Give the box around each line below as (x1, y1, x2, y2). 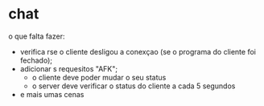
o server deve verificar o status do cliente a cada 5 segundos (31, 81, 236, 91)
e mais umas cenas (19, 89, 85, 99)
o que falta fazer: (8, 31, 65, 41)
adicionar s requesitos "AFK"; (19, 63, 118, 73)
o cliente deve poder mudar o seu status (31, 72, 167, 82)
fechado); (19, 55, 53, 65)
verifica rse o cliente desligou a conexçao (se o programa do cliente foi (19, 47, 256, 56)
